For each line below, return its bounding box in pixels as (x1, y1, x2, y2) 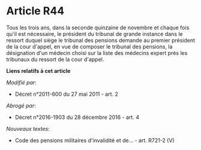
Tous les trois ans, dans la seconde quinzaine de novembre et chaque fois (6, 24, 190, 31)
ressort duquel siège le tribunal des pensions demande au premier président (6, 36, 196, 44)
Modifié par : (6, 79, 37, 86)
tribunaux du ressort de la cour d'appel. (6, 56, 104, 63)
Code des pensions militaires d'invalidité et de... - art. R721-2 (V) (14, 136, 175, 144)
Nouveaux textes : (6, 125, 50, 132)
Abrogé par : (6, 102, 36, 109)
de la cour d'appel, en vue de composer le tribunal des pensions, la (6, 43, 173, 50)
